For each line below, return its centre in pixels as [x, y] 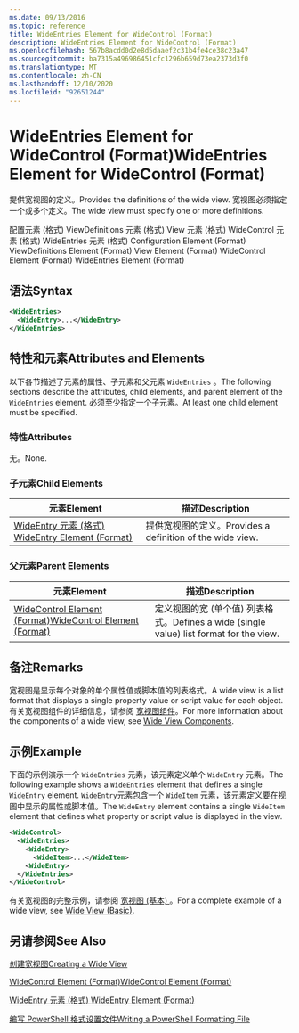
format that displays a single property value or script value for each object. [146, 701]
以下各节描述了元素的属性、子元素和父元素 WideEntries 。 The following [140, 381]
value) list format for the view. [217, 634]
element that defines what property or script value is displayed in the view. [146, 816]
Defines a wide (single [219, 622]
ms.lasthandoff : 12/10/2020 [61, 84]
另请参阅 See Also [58, 941]
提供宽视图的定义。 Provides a [208, 526]
